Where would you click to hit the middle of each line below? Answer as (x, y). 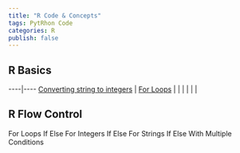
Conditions (26, 142)
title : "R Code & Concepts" (55, 16)
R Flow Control (45, 114)
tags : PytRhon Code (41, 23)
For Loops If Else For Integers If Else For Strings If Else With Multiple (120, 133)
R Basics (30, 70)
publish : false (33, 38)
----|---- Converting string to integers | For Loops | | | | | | (103, 89)
